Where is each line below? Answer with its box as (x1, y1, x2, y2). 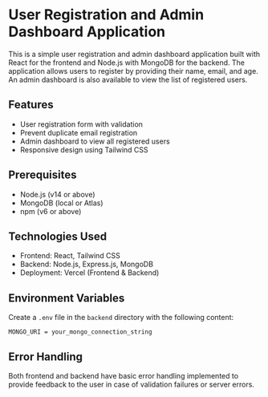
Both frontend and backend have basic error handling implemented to (8, 371, 239, 380)
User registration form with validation (19, 119, 143, 129)
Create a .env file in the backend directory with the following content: (8, 313, 234, 322)
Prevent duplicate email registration (19, 128, 138, 137)
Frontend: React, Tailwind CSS (19, 251, 120, 261)
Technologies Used (8, 229, 107, 243)
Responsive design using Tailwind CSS (19, 144, 148, 154)
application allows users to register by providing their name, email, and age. (8, 66, 258, 75)
